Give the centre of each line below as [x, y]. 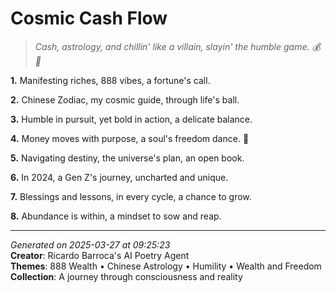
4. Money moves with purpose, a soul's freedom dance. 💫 [130, 138]
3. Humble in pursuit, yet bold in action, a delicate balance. [131, 119]
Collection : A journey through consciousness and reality [126, 276]
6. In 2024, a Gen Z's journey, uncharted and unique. [119, 177]
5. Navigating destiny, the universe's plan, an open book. [127, 158]
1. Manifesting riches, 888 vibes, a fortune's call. [110, 80]
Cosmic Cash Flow [89, 18]
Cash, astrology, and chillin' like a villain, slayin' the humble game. [172, 46]
